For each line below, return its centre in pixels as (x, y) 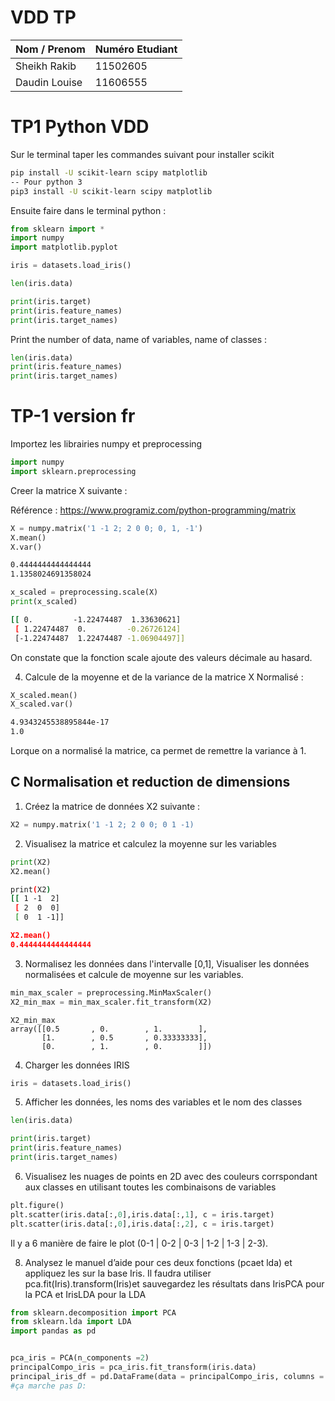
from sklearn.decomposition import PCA (93, 1312)
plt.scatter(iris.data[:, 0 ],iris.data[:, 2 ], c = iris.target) (142, 1224)
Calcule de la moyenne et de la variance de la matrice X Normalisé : (164, 677)
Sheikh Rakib (46, 66)
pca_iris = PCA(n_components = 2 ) (80, 1358)
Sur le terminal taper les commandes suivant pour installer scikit (142, 154)
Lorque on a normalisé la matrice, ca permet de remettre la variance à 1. (158, 751)
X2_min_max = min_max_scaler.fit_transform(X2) (111, 1002)
